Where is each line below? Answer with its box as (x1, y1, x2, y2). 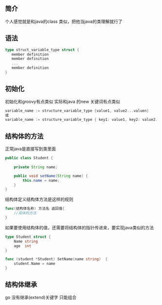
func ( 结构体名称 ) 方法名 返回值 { (5, 206, 65, 211)
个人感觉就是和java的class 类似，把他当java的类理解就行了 (5, 19, 123, 24)
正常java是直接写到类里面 (5, 146, 56, 152)
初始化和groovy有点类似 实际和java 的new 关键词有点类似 (5, 98, 121, 104)
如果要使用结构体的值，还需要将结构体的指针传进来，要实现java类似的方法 (5, 225, 154, 230)
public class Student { (5, 155, 54, 161)
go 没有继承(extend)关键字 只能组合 (5, 294, 77, 300)
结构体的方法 (5, 132, 44, 140)
